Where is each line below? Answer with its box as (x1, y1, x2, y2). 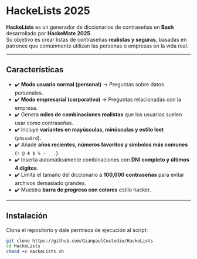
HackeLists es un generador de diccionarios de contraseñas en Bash (6, 23, 174, 31)
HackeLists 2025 (6, 4, 90, 18)
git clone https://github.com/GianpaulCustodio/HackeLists (6, 238, 154, 244)
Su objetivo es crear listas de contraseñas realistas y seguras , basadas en (6, 36, 187, 43)
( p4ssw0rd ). (14, 134, 42, 142)
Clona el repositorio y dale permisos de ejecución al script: (6, 226, 148, 233)
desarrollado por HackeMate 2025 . (6, 29, 92, 36)
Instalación (6, 211, 48, 221)
